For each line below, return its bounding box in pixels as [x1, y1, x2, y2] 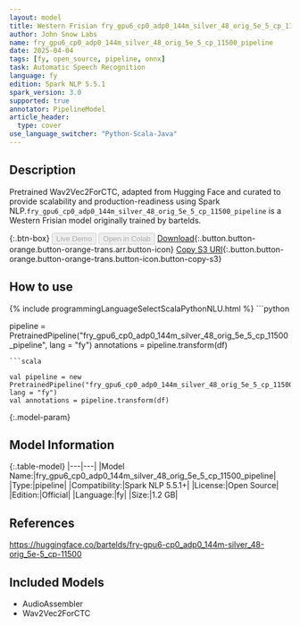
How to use [9, 279, 73, 295]
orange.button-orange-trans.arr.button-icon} [9, 243, 174, 255]
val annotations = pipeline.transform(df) [9, 395, 170, 405]
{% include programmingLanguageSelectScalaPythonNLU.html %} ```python [9, 303, 290, 314]
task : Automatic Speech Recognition [9, 63, 146, 72]
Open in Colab [102, 233, 151, 243]
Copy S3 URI [175, 243, 223, 255]
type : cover [17, 122, 62, 131]
